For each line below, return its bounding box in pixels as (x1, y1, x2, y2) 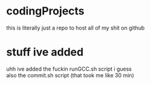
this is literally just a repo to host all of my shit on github (6, 24, 145, 31)
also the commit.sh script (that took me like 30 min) (6, 71, 134, 79)
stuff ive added (6, 45, 84, 59)
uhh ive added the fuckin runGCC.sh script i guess (6, 65, 132, 72)
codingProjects (6, 4, 85, 18)
